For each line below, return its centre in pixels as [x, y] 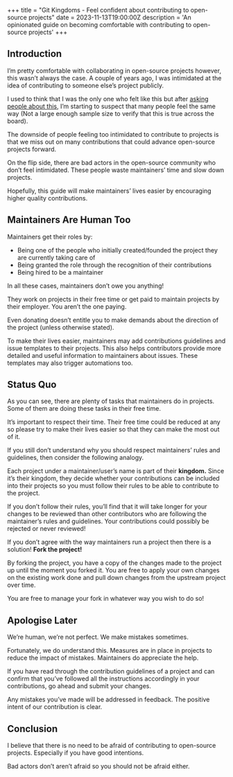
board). [18, 121]
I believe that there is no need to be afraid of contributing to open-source [112, 746]
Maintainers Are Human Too [69, 220]
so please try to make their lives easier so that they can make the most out [113, 429]
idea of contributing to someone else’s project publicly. [86, 85]
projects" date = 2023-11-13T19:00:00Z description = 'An [110, 17]
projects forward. [32, 149]
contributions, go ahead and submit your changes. [79, 686]
